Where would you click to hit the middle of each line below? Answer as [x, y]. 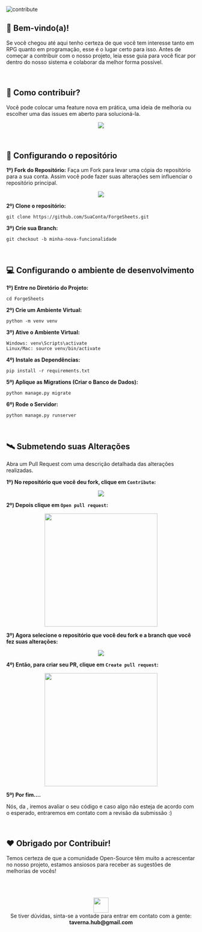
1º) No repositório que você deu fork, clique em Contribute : [81, 482]
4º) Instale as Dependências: [43, 360]
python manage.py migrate [38, 393]
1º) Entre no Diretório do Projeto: [47, 288]
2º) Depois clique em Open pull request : [57, 505]
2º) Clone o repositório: [36, 206]
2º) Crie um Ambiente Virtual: [44, 310]
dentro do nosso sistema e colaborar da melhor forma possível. [85, 62]
